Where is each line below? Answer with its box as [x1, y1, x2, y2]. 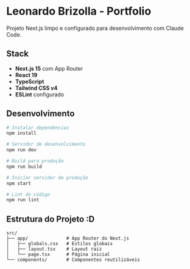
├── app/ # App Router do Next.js [6, 235, 130, 242]
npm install [6, 130, 37, 137]
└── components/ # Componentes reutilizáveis [6, 257, 140, 263]
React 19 [15, 71, 38, 79]
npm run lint [6, 197, 40, 203]
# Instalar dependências [6, 124, 69, 131]
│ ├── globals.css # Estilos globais [6, 241, 113, 247]
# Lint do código [6, 191, 51, 198]
